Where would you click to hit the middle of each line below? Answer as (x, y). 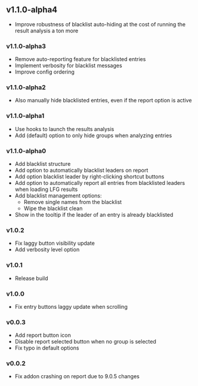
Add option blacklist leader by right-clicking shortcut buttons (89, 177)
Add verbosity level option (47, 250)
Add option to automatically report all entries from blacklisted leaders (100, 183)
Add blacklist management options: (58, 196)
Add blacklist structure (43, 164)
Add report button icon (43, 335)
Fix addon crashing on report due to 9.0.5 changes (77, 376)
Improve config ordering (44, 72)
